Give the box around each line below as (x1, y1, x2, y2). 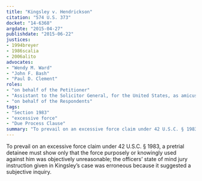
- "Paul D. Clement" (6, 76, 58, 82)
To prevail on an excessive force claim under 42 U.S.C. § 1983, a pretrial (6, 143, 185, 150)
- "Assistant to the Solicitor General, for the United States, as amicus (6, 93, 198, 99)
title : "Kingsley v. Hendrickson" (6, 8, 93, 15)
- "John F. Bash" (6, 70, 50, 76)
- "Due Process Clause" (6, 121, 66, 127)
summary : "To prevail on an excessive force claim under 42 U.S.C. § (6, 126, 185, 132)
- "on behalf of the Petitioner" (6, 87, 90, 93)
